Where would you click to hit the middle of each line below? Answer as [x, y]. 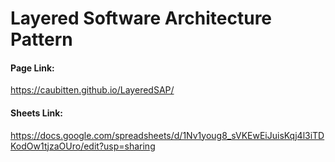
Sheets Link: [36, 113]
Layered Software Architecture [141, 18]
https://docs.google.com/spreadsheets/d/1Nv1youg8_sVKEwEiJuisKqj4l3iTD [167, 135]
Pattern [41, 39]
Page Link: [32, 68]
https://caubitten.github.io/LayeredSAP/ [92, 90]
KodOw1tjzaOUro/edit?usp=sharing [83, 146]
